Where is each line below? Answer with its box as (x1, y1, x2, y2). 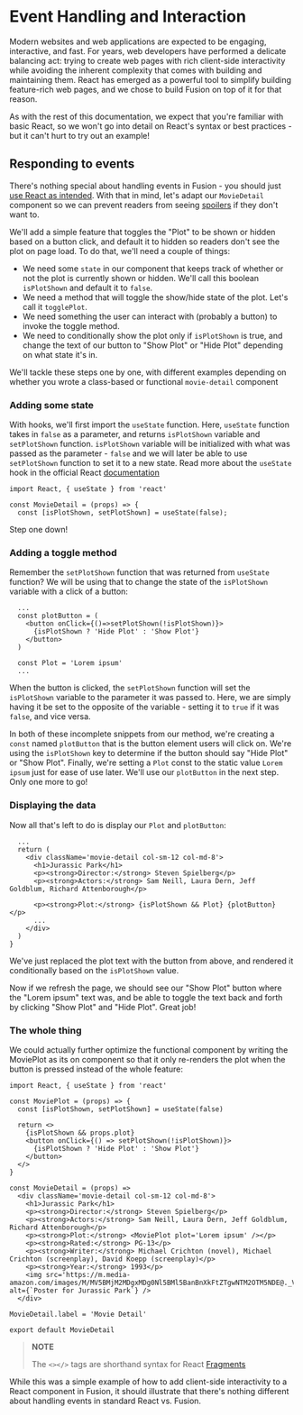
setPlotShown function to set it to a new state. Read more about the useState (9, 458, 292, 469)
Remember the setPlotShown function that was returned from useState (9, 567, 271, 578)
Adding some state (9, 398, 95, 411)
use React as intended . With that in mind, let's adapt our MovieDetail (9, 189, 264, 200)
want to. (9, 209, 40, 220)
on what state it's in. (22, 349, 98, 360)
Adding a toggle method (9, 546, 117, 559)
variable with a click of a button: (9, 586, 129, 597)
